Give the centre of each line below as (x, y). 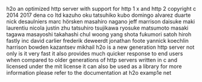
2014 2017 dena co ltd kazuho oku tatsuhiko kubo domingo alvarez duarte (99, 15)
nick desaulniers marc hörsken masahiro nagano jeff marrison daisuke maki (101, 21)
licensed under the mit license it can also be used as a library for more (94, 66)
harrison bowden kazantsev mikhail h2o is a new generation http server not (100, 47)
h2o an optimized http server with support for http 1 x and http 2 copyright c (101, 9)
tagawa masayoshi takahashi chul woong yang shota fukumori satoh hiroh (99, 34)
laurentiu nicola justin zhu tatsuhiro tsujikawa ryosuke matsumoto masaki (97, 28)
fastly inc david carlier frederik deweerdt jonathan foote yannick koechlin (98, 41)
